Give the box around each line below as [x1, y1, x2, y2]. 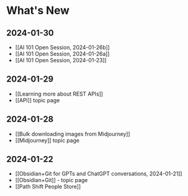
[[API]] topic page [15, 96, 60, 103]
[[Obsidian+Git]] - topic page [15, 177, 88, 184]
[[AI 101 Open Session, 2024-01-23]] [15, 57, 107, 64]
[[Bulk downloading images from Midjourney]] [15, 130, 130, 137]
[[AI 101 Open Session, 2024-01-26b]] [15, 44, 110, 51]
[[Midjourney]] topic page [15, 137, 80, 144]
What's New [6, 4, 70, 18]
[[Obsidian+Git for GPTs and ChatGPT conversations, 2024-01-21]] [15, 170, 183, 177]
